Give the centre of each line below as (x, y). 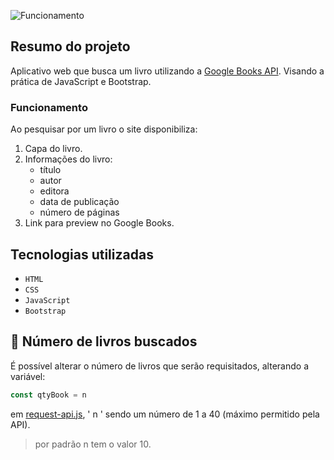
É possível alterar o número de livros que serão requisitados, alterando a (159, 366)
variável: (28, 376)
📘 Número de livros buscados (104, 341)
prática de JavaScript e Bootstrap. (81, 81)
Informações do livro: (68, 159)
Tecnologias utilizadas (82, 254)
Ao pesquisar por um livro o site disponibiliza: (104, 129)
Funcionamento (49, 107)
